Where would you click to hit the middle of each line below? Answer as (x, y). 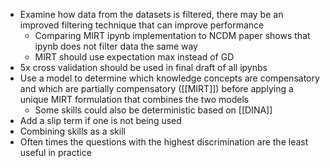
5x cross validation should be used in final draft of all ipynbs (143, 67)
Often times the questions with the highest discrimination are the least (164, 142)
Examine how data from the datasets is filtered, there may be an (151, 14)
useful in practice (55, 152)
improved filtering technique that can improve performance (142, 25)
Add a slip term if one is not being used (100, 120)
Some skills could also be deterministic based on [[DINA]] (153, 110)
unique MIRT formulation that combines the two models (134, 99)
